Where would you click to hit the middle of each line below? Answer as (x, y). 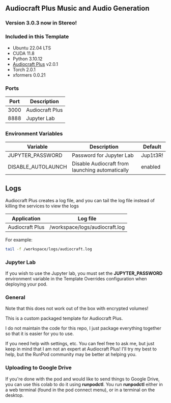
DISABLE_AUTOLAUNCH (37, 167)
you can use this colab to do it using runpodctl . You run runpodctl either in (84, 384)
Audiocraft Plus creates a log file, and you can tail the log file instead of (80, 201)
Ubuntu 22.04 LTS (32, 48)
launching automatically (100, 170)
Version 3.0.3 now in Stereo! (41, 23)
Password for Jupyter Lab (103, 155)
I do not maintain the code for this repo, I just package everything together (83, 328)
